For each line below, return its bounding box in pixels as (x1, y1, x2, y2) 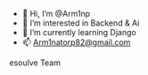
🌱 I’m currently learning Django (21, 27, 136, 37)
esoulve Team (9, 57, 61, 68)
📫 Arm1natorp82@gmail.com (21, 37, 131, 48)
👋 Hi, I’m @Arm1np (21, 9, 91, 19)
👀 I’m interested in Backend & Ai (21, 18, 140, 28)
